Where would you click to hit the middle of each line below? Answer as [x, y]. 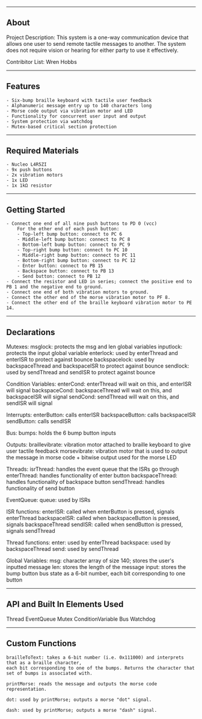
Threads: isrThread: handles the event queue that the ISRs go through [93, 469]
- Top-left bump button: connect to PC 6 [69, 234]
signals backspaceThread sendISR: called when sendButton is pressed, [95, 524]
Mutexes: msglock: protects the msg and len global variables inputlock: [94, 347]
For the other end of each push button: [68, 229]
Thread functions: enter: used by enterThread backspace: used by [88, 542]
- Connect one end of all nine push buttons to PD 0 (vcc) [82, 224]
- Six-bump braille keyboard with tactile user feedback [79, 100]
